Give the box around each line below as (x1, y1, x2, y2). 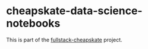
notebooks (6, 17, 61, 30)
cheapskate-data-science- (6, 4, 143, 18)
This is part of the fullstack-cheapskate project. (6, 36, 123, 43)
